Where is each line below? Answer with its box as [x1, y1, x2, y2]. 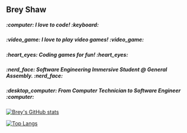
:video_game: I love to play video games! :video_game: [6, 36, 145, 43]
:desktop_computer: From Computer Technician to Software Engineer [6, 87, 181, 94]
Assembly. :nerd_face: [6, 72, 63, 79]
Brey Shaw [6, 5, 47, 15]
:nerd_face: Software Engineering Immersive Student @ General [6, 66, 168, 73]
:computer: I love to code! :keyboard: [6, 21, 99, 28]
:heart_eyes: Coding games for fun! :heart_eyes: [6, 51, 129, 58]
